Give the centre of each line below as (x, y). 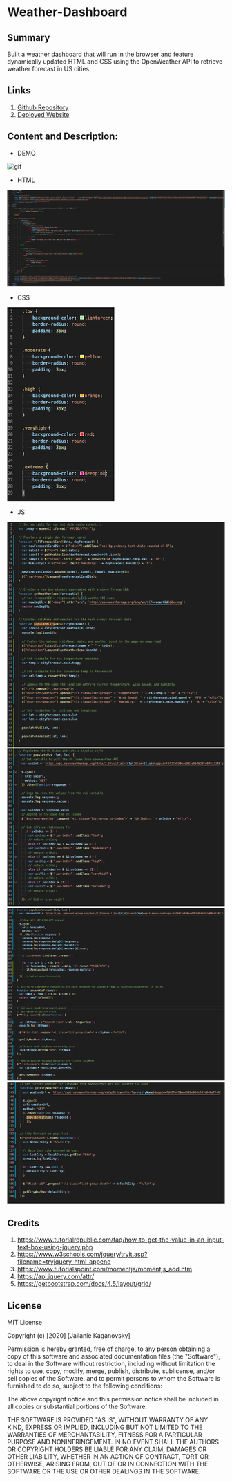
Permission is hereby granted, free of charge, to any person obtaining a (109, 1349)
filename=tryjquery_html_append (64, 1262)
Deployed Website (43, 114)
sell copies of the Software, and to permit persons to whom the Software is (114, 1378)
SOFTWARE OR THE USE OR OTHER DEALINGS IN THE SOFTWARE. (104, 1471)
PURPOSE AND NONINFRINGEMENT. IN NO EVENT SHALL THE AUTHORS (113, 1442)
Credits (23, 1223)
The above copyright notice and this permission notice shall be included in (113, 1399)
